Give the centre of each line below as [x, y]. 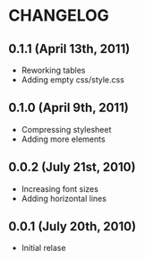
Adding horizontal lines [64, 198]
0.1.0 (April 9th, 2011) [68, 108]
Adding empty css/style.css [72, 80]
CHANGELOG [59, 16]
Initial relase [43, 248]
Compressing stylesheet [66, 129]
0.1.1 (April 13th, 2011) [69, 49]
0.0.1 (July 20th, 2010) [72, 226]
